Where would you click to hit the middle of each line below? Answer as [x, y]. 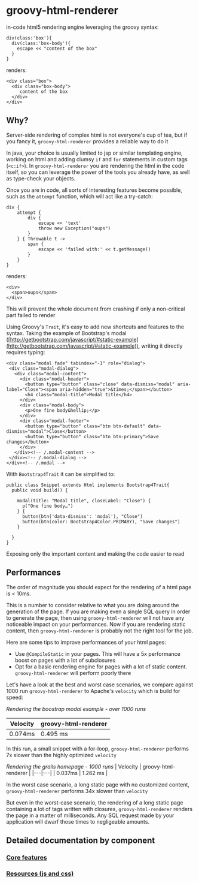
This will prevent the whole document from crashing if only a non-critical [96, 309]
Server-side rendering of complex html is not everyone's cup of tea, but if [97, 135]
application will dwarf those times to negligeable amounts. [78, 821]
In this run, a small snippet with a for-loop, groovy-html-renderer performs [98, 748]
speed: [15, 697]
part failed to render [31, 315]
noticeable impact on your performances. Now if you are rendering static [96, 624]
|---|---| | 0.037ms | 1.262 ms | [70, 773]
